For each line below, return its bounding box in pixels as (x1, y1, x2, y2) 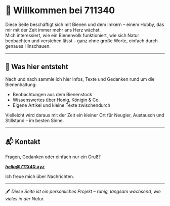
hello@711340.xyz (5, 163, 45, 169)
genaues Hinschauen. (5, 43, 51, 49)
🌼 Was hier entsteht (5, 63, 68, 71)
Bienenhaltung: (5, 81, 37, 87)
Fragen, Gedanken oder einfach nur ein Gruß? (5, 154, 101, 160)
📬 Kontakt (5, 137, 40, 146)
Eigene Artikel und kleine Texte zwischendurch (12, 102, 110, 108)
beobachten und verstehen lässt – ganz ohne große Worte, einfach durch (5, 38, 158, 44)
